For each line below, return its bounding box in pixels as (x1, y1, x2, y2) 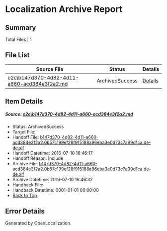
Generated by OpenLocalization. (5, 220, 72, 226)
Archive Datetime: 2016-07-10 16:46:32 (12, 177, 93, 183)
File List (5, 51, 30, 59)
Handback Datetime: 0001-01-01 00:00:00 (12, 187, 99, 193)
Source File (36, 66, 64, 73)
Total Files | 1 (5, 36, 32, 42)
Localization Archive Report (5, 3, 123, 15)
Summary (5, 23, 36, 32)
